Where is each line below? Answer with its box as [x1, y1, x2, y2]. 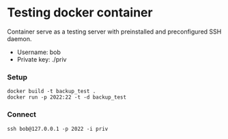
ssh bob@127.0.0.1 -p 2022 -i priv [7, 125, 109, 132]
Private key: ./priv [16, 55, 67, 63]
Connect [7, 110, 36, 119]
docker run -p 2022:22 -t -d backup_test [7, 94, 127, 101]
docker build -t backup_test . [7, 88, 96, 95]
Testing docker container [7, 5, 153, 21]
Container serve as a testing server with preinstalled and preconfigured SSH [7, 27, 222, 36]
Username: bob [16, 48, 61, 56]
